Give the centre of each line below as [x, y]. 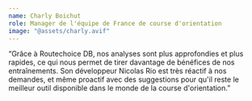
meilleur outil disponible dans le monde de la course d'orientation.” [120, 88]
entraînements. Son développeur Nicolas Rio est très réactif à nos [118, 71]
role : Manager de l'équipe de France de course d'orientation [115, 23]
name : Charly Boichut [45, 16]
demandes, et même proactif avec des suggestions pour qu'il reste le [124, 80]
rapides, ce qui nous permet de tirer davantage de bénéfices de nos [122, 62]
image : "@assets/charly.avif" [59, 31]
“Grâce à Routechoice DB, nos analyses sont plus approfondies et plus [126, 54]
